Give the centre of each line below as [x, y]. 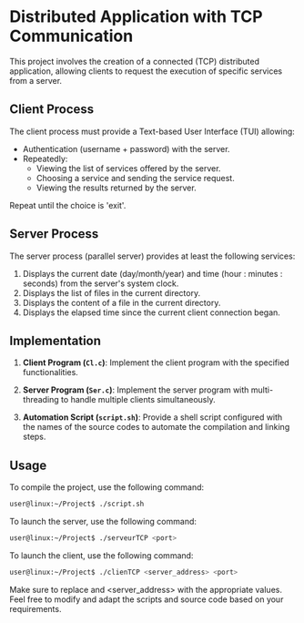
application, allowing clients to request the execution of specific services [146, 71]
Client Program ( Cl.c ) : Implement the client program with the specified [156, 363]
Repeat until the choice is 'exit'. [68, 205]
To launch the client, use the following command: [101, 555]
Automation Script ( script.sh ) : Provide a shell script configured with [152, 417]
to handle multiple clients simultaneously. [138, 400]
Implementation [56, 340]
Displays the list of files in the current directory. [111, 292]
